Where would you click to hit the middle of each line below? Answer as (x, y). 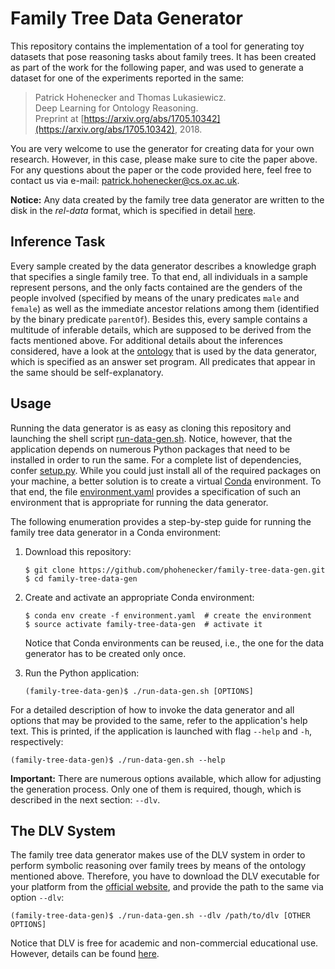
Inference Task (58, 242)
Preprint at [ (59, 118)
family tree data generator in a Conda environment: (116, 532)
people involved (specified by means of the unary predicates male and (155, 298)
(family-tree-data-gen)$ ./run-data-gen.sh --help (118, 760)
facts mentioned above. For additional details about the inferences (146, 340)
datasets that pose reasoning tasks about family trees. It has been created (163, 56)
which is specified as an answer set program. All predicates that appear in (163, 361)
